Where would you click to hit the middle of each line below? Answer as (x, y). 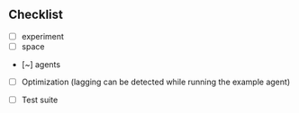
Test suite (40, 100)
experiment (43, 36)
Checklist (36, 15)
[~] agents (41, 64)
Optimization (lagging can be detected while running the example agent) (155, 82)
